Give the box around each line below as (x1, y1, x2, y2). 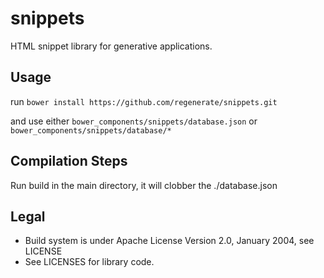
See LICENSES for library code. (24, 256, 155, 268)
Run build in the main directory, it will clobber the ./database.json (10, 179, 278, 191)
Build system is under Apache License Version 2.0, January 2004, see (24, 235, 315, 247)
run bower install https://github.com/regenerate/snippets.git (10, 95, 278, 107)
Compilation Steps (10, 153, 128, 170)
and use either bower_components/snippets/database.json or (10, 115, 258, 127)
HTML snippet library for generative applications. (10, 40, 213, 52)
